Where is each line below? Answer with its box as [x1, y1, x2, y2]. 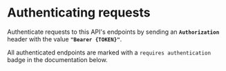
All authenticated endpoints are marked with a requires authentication [7, 48, 211, 57]
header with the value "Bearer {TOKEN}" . [7, 34, 122, 43]
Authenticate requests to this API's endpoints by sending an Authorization [7, 28, 220, 36]
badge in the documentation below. [7, 55, 109, 63]
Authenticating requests [7, 5, 151, 21]
